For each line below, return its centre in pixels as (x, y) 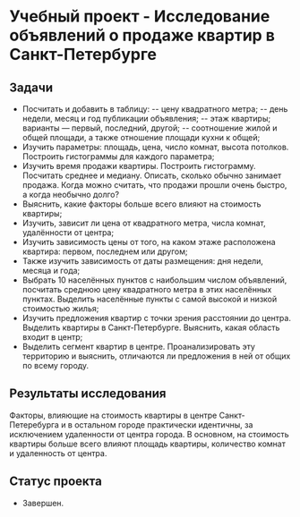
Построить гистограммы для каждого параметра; (118, 157)
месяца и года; (51, 271)
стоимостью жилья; (60, 309)
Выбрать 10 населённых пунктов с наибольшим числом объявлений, (154, 280)
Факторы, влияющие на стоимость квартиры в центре (113, 415)
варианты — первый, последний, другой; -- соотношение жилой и (150, 128)
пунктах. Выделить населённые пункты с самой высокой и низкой (150, 299)
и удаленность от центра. (58, 453)
